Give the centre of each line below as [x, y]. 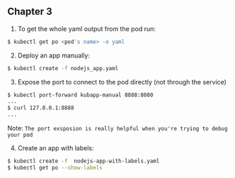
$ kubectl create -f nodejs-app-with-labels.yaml [84, 161]
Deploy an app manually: [54, 55]
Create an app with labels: [56, 148]
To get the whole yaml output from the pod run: [86, 28]
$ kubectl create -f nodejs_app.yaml [63, 68]
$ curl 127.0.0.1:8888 [41, 108]
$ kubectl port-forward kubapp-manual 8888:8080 [80, 95]
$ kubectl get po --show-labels [55, 167]
